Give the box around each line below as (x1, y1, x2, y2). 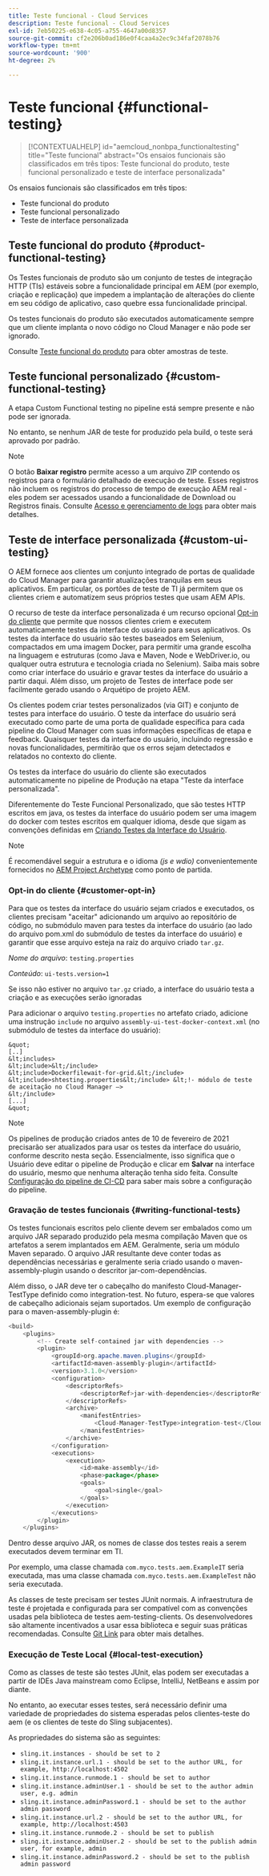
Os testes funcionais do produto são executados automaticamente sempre (8, 314, 255, 324)
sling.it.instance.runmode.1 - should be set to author (19, 1773, 211, 1782)
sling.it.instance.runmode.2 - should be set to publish (19, 1829, 215, 1837)
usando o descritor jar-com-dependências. (65, 1265, 207, 1275)
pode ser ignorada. (8, 412, 71, 421)
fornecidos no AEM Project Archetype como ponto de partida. (8, 865, 213, 875)
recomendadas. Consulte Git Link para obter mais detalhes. (8, 1629, 204, 1638)
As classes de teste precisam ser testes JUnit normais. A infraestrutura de (8, 1595, 254, 1605)
